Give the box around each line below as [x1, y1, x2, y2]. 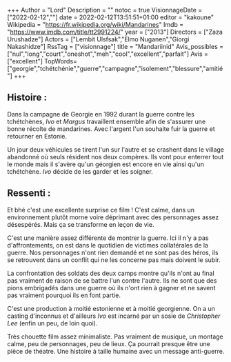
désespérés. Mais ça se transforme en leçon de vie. [7, 220, 154, 228]
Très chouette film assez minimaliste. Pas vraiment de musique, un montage [7, 332, 224, 341]
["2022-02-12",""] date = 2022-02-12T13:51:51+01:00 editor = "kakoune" [7, 13, 214, 21]
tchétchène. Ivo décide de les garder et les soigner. [7, 167, 153, 175]
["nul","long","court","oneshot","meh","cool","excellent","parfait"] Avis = [7, 50, 209, 58]
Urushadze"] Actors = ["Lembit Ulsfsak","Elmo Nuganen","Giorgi [7, 35, 190, 43]
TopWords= [44, 57, 78, 65]
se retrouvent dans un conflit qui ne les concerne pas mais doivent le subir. [7, 255, 221, 264]
